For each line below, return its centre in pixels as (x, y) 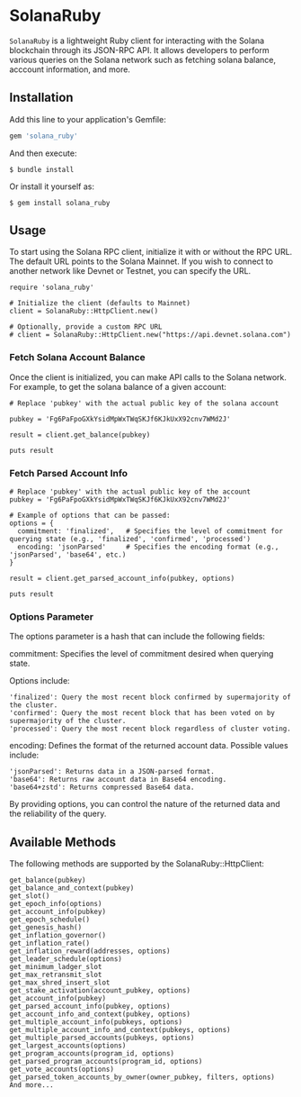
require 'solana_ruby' (52, 288)
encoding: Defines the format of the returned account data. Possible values (149, 746)
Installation (41, 98)
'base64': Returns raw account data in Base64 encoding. (118, 780)
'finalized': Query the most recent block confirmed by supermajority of (150, 698)
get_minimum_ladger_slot (56, 967)
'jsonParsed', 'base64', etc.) (68, 555)
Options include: (40, 681)
